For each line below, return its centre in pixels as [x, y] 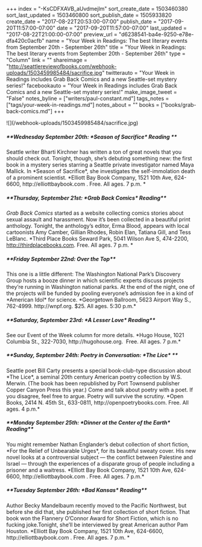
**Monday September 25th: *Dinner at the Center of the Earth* [88, 423]
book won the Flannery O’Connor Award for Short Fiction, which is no [93, 518]
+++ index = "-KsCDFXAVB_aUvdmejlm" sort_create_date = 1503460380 [97, 9]
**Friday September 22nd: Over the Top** [61, 259]
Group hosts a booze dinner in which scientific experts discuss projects [95, 280]
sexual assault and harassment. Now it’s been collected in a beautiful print [99, 219]
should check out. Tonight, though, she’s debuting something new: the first [99, 158]
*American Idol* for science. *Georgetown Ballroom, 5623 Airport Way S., [99, 299]
